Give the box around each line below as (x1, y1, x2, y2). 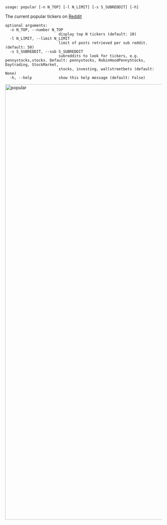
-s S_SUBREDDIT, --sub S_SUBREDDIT (9, 49, 83, 54)
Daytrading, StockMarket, (5, 62, 59, 67)
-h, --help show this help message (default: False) (9, 75, 146, 80)
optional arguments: (5, 23, 48, 28)
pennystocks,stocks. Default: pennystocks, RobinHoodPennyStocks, (5, 58, 146, 63)
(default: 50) (5, 45, 35, 50)
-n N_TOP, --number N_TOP (9, 27, 64, 32)
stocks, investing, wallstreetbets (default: (58, 67, 155, 72)
